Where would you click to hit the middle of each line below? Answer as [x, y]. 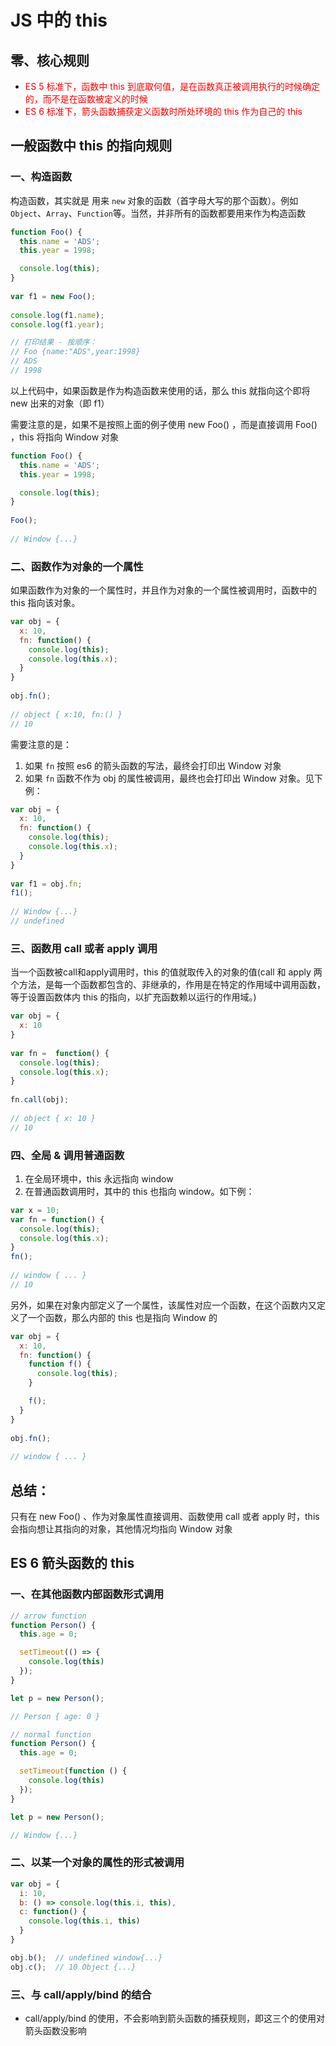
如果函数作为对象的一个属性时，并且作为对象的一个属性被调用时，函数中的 [163, 590]
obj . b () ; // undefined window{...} [86, 1957]
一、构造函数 [41, 177]
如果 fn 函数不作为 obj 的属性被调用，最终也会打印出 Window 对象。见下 [173, 778]
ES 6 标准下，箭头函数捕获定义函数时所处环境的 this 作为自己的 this [163, 111]
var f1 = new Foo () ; [53, 296]
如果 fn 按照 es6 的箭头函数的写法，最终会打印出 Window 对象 [153, 765]
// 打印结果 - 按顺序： [54, 342]
